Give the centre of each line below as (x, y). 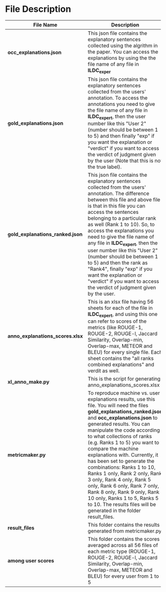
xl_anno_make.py (28, 382)
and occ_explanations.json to (123, 418)
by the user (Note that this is (121, 161)
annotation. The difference (119, 194)
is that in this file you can (117, 206)
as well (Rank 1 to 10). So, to (121, 225)
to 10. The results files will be (122, 504)
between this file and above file (124, 200)
